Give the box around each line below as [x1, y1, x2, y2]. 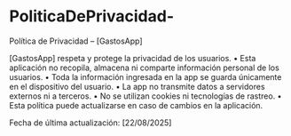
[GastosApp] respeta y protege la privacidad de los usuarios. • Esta [9, 52, 256, 63]
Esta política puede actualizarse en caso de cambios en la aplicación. [9, 100, 263, 110]
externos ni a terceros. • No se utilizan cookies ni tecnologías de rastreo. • [9, 91, 282, 101]
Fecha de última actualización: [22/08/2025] [9, 117, 172, 128]
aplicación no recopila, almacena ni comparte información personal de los [9, 62, 279, 73]
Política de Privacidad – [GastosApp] [9, 36, 144, 46]
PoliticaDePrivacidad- [9, 6, 175, 27]
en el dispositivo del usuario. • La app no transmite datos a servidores [9, 81, 265, 92]
